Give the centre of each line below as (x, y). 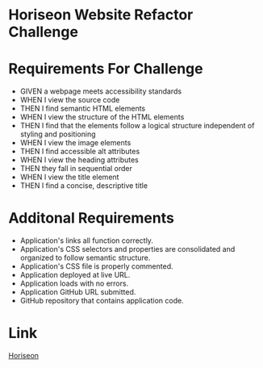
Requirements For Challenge (106, 69)
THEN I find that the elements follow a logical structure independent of (137, 126)
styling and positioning (58, 134)
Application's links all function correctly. (86, 240)
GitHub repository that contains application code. (102, 301)
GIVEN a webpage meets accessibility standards (101, 91)
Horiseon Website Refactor (101, 15)
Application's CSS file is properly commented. (96, 266)
